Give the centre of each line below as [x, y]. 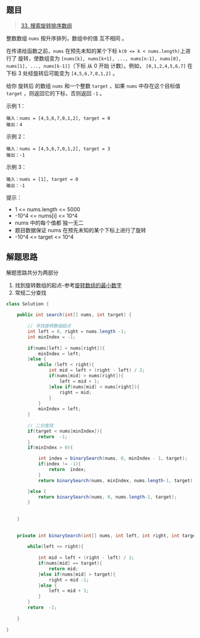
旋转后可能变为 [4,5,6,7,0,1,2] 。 [75, 73]
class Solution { [28, 304]
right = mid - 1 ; [69, 580]
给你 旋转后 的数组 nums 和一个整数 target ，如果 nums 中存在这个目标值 [93, 86]
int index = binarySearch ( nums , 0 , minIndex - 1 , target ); [112, 459]
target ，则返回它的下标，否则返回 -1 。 [56, 93]
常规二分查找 [30, 292]
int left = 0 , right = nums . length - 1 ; [77, 331]
